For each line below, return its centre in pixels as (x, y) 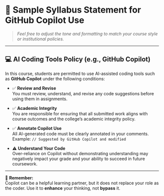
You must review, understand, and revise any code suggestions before (83, 93)
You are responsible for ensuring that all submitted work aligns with (80, 113)
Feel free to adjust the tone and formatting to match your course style (87, 34)
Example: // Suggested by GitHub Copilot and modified (69, 139)
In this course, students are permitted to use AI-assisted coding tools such (80, 73)
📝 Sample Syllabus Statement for (73, 10)
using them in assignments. (40, 99)
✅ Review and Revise (34, 88)
